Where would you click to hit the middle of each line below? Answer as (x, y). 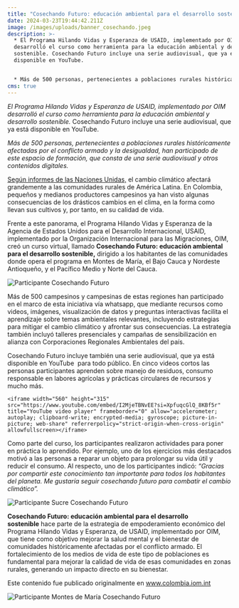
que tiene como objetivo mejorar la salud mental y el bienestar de (103, 539)
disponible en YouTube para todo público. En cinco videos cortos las (108, 363)
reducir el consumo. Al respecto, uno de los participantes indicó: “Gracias (116, 466)
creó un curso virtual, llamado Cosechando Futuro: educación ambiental (115, 246)
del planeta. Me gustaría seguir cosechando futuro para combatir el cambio (119, 481)
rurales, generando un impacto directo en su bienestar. (88, 569)
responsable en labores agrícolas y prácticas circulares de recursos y (110, 378)
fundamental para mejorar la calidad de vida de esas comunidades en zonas (119, 561)
